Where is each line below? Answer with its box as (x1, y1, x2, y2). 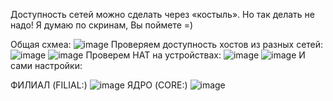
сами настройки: (10, 60, 83, 71)
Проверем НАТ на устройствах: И (85, 49, 306, 61)
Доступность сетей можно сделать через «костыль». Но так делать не (10, 9, 316, 20)
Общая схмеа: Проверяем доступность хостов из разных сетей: (10, 39, 324, 50)
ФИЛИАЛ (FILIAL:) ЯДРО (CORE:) (10, 79, 188, 91)
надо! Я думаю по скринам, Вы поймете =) (10, 19, 194, 31)
